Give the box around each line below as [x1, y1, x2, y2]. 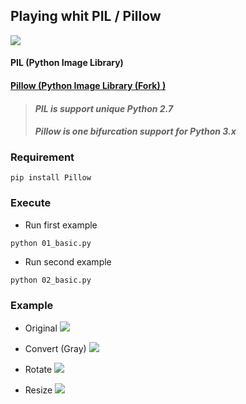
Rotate [24, 364, 53, 376]
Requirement [10, 150, 75, 164]
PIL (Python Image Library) [10, 57, 124, 69]
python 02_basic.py [10, 275, 92, 285]
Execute [10, 196, 52, 210]
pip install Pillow [10, 173, 92, 183]
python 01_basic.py [10, 238, 92, 248]
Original [24, 322, 58, 334]
